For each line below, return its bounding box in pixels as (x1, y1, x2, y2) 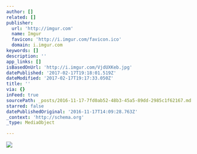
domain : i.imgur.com (11, 42, 63, 48)
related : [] (6, 14, 36, 20)
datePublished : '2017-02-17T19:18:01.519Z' (6, 70, 117, 76)
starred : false (6, 103, 44, 109)
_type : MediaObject (6, 120, 55, 126)
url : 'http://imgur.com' (11, 25, 74, 32)
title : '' (6, 81, 31, 87)
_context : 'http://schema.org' (6, 114, 84, 120)
